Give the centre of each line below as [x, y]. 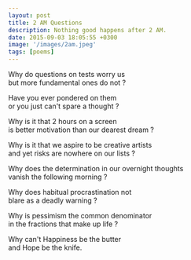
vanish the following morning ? [58, 177]
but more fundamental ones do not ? [67, 82]
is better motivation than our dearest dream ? [81, 130]
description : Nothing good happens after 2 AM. [88, 30]
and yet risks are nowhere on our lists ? [72, 153]
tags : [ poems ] [31, 52]
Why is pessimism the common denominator [80, 216]
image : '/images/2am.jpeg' [52, 45]
